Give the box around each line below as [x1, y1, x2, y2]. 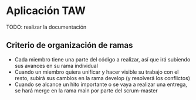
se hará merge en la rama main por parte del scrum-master [14, 87, 158, 94]
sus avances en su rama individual [14, 62, 99, 69]
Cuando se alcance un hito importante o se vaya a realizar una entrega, [14, 81, 188, 88]
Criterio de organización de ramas [6, 40, 133, 50]
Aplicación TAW [6, 4, 86, 18]
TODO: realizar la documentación [6, 23, 87, 30]
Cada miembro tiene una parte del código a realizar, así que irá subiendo [14, 56, 191, 63]
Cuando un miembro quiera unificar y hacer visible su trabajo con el [14, 68, 179, 75]
